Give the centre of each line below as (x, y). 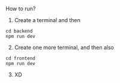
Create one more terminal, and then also (64, 47)
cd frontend (20, 59)
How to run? (21, 9)
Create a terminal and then (47, 20)
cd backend (19, 31)
